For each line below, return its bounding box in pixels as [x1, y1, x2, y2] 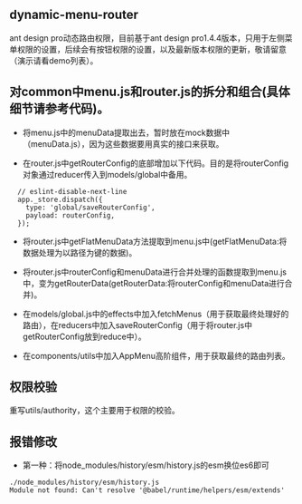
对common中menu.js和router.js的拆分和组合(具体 [9, 84, 291, 100]
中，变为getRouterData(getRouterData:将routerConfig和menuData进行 [22, 277, 285, 288]
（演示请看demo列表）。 [9, 54, 99, 66]
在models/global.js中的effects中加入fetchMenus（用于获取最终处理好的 [22, 308, 289, 319]
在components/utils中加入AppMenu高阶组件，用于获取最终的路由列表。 [22, 350, 291, 361]
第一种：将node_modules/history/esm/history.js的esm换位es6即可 [22, 460, 269, 470]
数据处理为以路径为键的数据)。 [22, 247, 137, 257]
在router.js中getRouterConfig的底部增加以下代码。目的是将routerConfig [22, 158, 289, 169]
